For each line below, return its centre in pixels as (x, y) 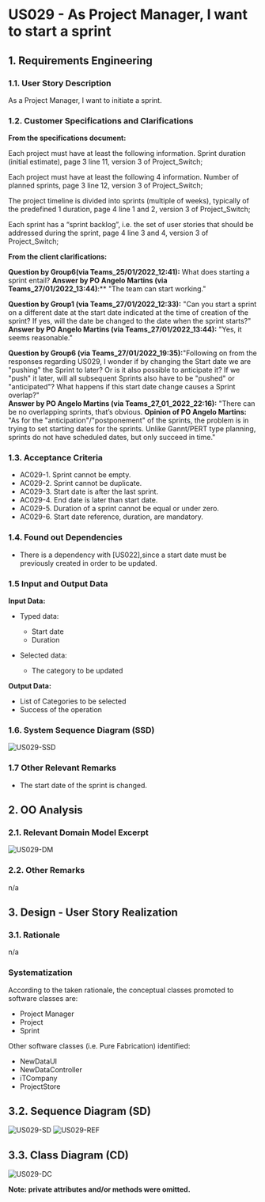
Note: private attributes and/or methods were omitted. (100, 1189)
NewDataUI (38, 1061)
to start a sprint (60, 31)
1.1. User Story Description (60, 83)
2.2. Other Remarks (47, 870)
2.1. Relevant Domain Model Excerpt (78, 832)
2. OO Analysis (45, 810)
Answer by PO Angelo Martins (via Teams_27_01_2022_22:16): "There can (132, 404)
